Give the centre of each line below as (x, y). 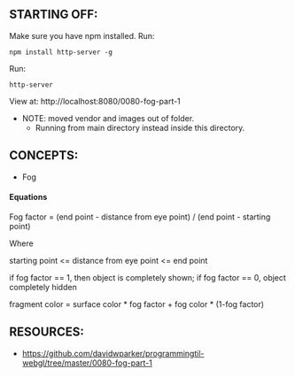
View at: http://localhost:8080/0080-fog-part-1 (95, 101)
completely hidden (43, 287)
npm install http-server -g (61, 52)
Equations (28, 197)
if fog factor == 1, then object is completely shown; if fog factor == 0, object (147, 277)
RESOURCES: (47, 332)
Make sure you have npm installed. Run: (82, 35)
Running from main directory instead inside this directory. (140, 127)
